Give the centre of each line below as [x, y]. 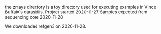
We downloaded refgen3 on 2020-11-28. [46, 26]
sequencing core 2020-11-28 [34, 17]
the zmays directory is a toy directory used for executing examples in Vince [81, 7]
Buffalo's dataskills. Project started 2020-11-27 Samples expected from [76, 12]
